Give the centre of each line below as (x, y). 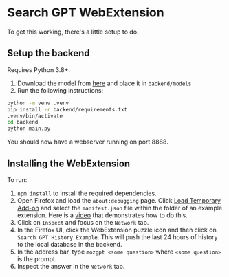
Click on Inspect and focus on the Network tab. (83, 222)
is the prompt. (37, 258)
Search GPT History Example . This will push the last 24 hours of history (117, 237)
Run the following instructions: (60, 90)
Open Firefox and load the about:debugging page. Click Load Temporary (119, 200)
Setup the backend (49, 53)
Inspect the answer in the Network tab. (71, 266)
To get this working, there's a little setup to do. (73, 32)
